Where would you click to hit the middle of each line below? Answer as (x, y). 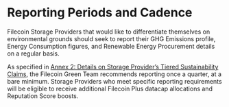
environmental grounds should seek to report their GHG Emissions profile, (111, 38)
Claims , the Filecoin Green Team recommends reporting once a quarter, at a (114, 74)
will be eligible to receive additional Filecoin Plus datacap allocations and (110, 88)
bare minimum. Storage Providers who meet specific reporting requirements (114, 81)
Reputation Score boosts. (43, 96)
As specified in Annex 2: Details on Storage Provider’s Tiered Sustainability (113, 67)
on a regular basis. (33, 53)
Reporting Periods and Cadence (100, 13)
